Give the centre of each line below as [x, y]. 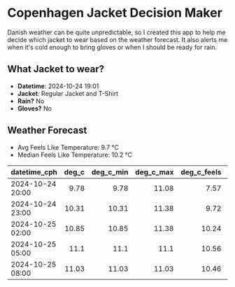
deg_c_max [155, 171]
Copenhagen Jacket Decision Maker [115, 13]
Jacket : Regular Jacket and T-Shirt [68, 93]
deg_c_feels [201, 171]
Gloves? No [35, 108]
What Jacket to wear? [56, 69]
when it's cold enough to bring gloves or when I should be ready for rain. [112, 47]
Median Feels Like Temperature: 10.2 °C [75, 155]
